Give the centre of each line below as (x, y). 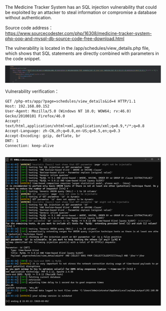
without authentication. (28, 18)
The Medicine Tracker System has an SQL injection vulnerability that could (81, 7)
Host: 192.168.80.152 (27, 106)
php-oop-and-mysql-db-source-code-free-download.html (65, 39)
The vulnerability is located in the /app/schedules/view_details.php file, (77, 48)
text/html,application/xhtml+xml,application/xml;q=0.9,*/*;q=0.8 (75, 126)
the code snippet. (23, 58)
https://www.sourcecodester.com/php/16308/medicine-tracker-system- (79, 33)
